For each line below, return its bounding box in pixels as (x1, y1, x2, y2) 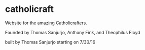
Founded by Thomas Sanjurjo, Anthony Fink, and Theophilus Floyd (5, 29, 141, 35)
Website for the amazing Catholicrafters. (5, 20, 87, 26)
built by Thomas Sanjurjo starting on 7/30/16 (5, 39, 96, 45)
